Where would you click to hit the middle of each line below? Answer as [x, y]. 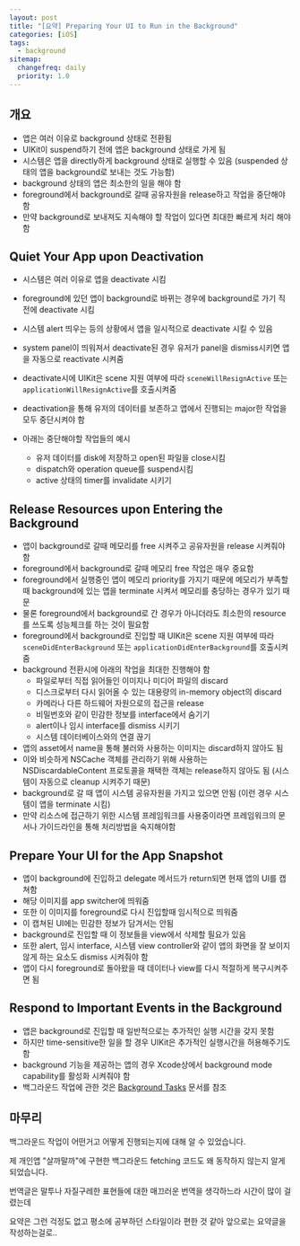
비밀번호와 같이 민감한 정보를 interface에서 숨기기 [123, 714]
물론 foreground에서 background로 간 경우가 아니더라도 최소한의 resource [154, 614]
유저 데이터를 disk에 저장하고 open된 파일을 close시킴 [130, 458]
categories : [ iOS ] [43, 34]
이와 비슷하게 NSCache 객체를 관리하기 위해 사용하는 [115, 759]
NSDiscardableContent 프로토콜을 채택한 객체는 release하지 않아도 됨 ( [149, 771]
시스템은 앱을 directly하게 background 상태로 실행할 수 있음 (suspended [150, 160]
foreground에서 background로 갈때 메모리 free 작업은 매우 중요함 [138, 569]
